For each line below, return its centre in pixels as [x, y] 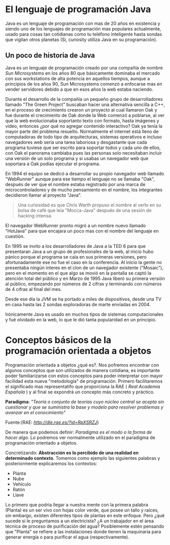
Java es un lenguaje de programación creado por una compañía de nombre [84, 67]
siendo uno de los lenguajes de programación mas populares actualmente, [83, 28]
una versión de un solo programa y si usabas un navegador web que [77, 158]
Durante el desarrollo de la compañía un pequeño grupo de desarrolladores [84, 99]
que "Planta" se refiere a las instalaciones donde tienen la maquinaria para [83, 531]
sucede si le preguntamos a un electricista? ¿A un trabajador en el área [79, 521]
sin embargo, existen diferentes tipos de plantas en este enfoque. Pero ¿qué [85, 515]
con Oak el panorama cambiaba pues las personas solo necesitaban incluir [84, 153]
